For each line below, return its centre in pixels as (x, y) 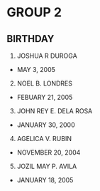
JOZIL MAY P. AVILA (47, 166)
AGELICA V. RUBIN (44, 139)
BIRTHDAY (30, 39)
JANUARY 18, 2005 (45, 180)
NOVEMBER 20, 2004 (49, 153)
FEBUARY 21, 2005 (45, 97)
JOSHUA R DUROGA (47, 56)
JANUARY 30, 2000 (46, 125)
